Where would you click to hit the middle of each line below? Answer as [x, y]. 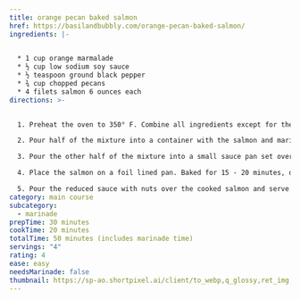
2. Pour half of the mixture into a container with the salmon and [146, 141]
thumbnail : [29, 280]
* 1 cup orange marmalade [66, 59]
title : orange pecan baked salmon [74, 17]
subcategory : [33, 205]
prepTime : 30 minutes [50, 222]
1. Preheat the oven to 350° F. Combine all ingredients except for [147, 125]
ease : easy [29, 263]
